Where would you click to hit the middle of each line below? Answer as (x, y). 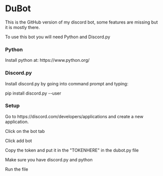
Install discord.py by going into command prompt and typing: (67, 83)
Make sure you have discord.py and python (49, 159)
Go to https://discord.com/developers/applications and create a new (74, 116)
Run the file (17, 169)
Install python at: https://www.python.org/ (47, 60)
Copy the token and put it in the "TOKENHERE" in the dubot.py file (72, 150)
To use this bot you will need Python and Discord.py (58, 37)
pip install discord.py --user (33, 93)
